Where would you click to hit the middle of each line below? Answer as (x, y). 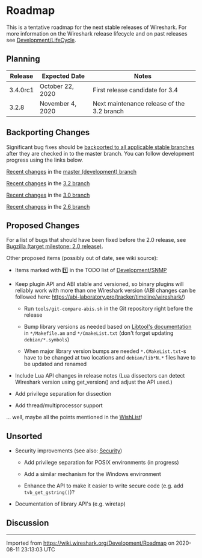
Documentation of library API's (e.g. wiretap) (70, 504)
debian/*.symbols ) (47, 340)
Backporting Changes (48, 132)
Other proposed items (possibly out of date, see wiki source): (82, 258)
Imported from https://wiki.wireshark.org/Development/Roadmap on (90, 543)
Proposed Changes (43, 225)
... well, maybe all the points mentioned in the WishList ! (74, 417)
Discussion (28, 523)
